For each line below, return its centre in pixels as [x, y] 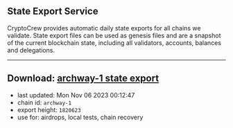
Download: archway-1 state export [83, 79]
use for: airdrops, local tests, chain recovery [80, 117]
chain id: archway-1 [44, 102]
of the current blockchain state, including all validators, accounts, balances [114, 43]
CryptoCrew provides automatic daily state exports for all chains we [104, 28]
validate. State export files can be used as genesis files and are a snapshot [114, 35]
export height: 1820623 [49, 109]
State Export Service [53, 11]
